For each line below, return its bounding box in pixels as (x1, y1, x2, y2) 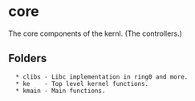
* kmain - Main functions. (15, 87, 106, 95)
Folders (8, 52, 47, 65)
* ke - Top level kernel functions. (15, 80, 149, 87)
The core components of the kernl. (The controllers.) (8, 29, 183, 38)
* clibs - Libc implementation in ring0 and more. (15, 72, 189, 81)
